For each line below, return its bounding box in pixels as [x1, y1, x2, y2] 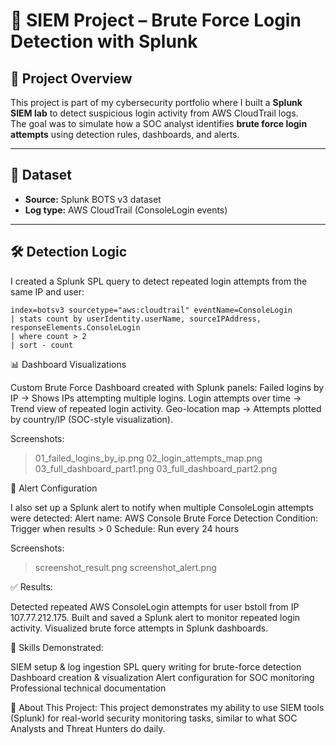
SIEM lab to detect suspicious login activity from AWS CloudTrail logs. [10, 107, 299, 119]
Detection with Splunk [10, 30, 198, 53]
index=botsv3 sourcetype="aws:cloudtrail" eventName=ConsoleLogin [10, 305, 293, 315]
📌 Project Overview [10, 70, 133, 87]
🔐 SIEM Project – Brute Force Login [10, 9, 302, 32]
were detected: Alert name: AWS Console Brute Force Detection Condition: [10, 512, 318, 524]
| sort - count [10, 340, 74, 350]
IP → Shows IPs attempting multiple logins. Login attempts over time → [10, 392, 302, 404]
